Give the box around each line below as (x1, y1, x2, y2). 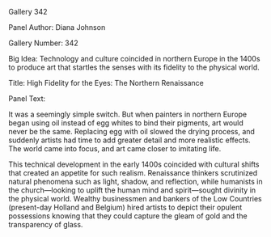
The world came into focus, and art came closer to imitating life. (8, 144, 222, 153)
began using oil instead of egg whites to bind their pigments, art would (8, 118, 244, 128)
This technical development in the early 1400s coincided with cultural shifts (8, 159, 260, 169)
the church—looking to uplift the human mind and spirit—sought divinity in (8, 185, 256, 195)
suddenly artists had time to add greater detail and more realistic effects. (8, 135, 251, 145)
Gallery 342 (8, 7, 48, 16)
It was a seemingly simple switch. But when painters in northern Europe (8, 109, 248, 119)
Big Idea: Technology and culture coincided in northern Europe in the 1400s (8, 54, 260, 63)
